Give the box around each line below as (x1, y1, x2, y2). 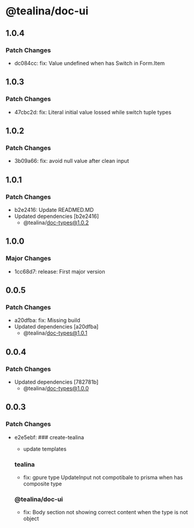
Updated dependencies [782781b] (14, 378, 99, 386)
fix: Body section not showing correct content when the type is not (23, 509, 188, 516)
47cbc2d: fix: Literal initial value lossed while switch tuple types (14, 108, 172, 116)
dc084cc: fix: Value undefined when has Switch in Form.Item (14, 59, 165, 66)
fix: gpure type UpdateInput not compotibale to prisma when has (23, 474, 183, 481)
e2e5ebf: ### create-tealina (14, 433, 84, 441)
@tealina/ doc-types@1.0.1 (23, 329, 87, 336)
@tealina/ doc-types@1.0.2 (23, 219, 89, 226)
